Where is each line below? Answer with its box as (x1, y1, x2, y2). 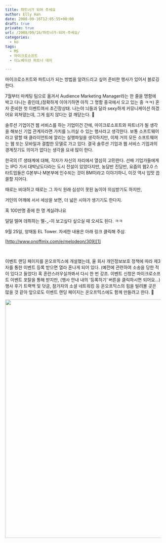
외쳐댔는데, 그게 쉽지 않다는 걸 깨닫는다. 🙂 (14, 112, 95, 118)
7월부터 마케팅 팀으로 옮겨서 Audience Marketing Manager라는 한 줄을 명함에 (5, 93, 157, 99)
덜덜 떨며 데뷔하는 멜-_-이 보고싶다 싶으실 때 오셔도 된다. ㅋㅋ (5, 218, 123, 224)
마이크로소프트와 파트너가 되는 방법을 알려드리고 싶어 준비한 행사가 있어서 (5, 76, 147, 82)
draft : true (5, 21, 30, 26)
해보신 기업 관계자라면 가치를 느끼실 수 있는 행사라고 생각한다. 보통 (10, 128, 138, 134)
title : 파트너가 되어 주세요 (5, 7, 56, 12)
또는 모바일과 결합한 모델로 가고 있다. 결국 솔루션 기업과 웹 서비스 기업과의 (15, 141, 158, 147)
